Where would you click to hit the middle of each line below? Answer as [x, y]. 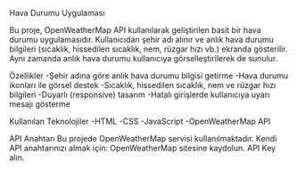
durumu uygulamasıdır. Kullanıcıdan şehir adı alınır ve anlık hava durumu [142, 40]
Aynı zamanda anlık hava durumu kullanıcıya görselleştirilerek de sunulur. [144, 58]
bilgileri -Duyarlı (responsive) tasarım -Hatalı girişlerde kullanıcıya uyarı [140, 94]
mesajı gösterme [40, 104]
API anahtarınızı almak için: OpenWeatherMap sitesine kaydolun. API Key [143, 148]
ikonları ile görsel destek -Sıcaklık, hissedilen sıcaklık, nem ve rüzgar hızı [143, 85]
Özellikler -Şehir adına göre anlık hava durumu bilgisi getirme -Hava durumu [149, 76]
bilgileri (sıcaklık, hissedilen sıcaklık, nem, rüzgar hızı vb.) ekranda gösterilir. [148, 49]
